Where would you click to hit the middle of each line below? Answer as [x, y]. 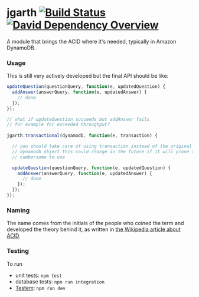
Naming [18, 210]
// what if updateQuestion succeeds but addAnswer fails [78, 119]
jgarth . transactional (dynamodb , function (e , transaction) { [82, 136]
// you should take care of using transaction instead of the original [102, 146]
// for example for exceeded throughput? [58, 125]
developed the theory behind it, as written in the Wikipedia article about [94, 229]
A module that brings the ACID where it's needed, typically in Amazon [92, 41]
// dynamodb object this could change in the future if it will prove [101, 151]
